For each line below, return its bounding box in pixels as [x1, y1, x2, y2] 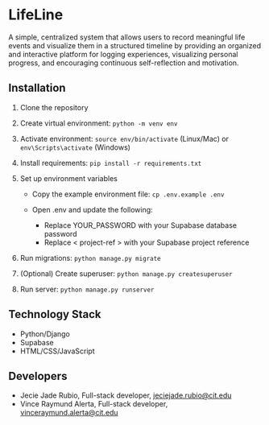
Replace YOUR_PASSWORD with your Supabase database [43, 220, 238, 230]
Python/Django [19, 328, 70, 339]
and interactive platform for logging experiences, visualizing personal [8, 49, 238, 59]
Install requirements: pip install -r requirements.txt [19, 158, 202, 167]
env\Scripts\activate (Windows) [19, 142, 131, 152]
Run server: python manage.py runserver [19, 284, 155, 294]
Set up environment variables [19, 173, 118, 183]
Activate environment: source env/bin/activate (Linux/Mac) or [19, 134, 230, 143]
